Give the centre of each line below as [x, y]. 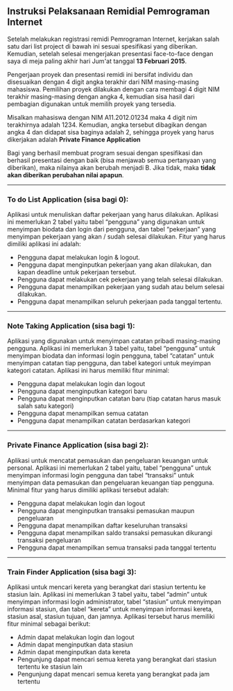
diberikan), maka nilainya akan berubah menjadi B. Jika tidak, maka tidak [112, 167]
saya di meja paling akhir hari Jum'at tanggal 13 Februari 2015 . [97, 61]
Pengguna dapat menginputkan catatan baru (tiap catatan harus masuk [119, 399]
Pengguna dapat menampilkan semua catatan [83, 413]
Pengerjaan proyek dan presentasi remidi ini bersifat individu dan [100, 74]
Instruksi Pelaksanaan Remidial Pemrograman [109, 11]
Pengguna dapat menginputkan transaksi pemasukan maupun [106, 510]
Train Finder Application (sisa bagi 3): [72, 572]
